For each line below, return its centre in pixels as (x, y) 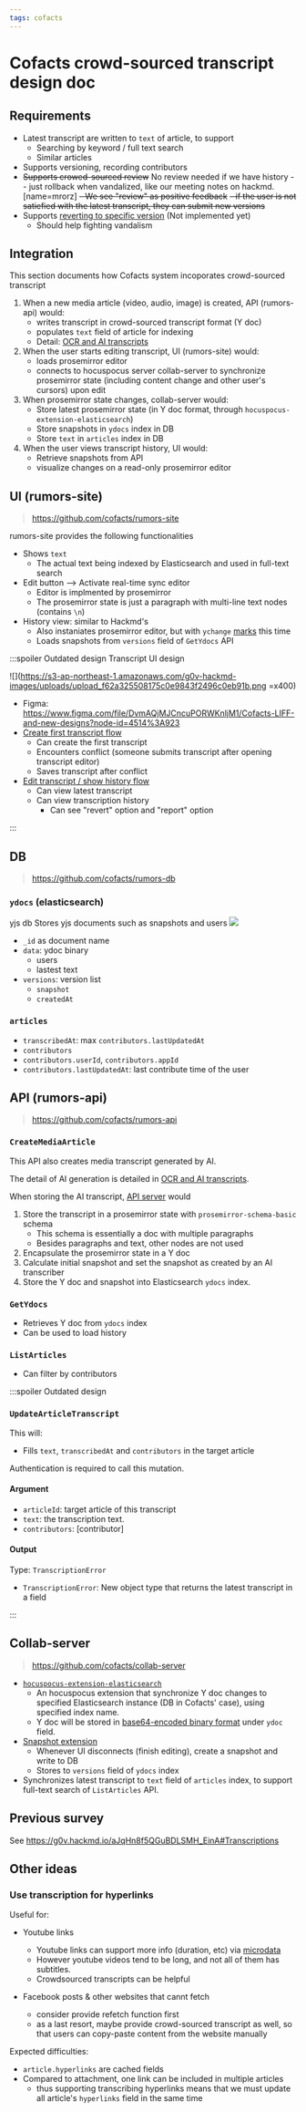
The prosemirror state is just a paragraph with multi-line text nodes (162, 602)
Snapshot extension (60, 1741)
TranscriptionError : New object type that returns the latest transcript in (158, 1588)
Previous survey (57, 1819)
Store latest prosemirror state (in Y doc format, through (139, 409)
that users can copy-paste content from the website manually (152, 2034)
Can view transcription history (93, 801)
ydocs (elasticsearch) (57, 902)
